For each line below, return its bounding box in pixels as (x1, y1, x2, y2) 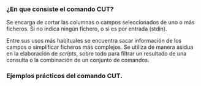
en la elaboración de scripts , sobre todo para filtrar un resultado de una (6, 50, 187, 57)
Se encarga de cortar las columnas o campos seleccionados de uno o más (6, 19, 195, 26)
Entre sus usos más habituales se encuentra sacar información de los (6, 37, 182, 45)
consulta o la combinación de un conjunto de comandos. (6, 57, 150, 64)
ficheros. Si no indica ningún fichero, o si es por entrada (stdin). (6, 25, 167, 32)
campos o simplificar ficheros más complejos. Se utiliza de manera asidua (6, 43, 194, 51)
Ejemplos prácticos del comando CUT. (6, 72, 123, 81)
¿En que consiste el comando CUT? (6, 5, 115, 13)
